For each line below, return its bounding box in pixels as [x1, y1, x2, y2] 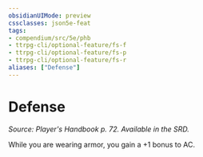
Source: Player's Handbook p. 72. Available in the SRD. [8, 124, 189, 134]
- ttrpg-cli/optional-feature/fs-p [8, 49, 127, 57]
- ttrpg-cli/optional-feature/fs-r [8, 57, 127, 65]
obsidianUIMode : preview [8, 11, 91, 20]
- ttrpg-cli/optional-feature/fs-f [8, 41, 127, 49]
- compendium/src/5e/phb [8, 33, 91, 42]
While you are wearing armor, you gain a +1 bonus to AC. [8, 139, 196, 149]
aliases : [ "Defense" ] [8, 64, 81, 72]
